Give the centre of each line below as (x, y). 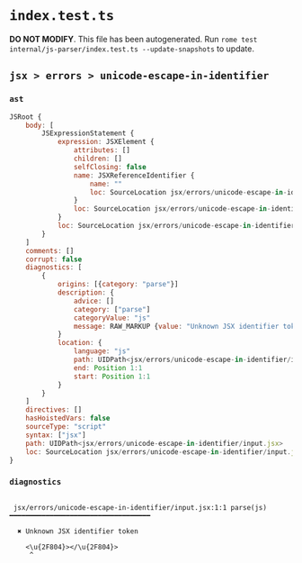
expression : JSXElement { (106, 142)
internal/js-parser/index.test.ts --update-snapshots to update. (132, 49)
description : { (86, 293)
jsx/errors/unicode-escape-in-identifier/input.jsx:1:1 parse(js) (140, 507)
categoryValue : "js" (112, 318)
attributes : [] (102, 150)
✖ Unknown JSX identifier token (78, 531)
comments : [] (50, 250)
